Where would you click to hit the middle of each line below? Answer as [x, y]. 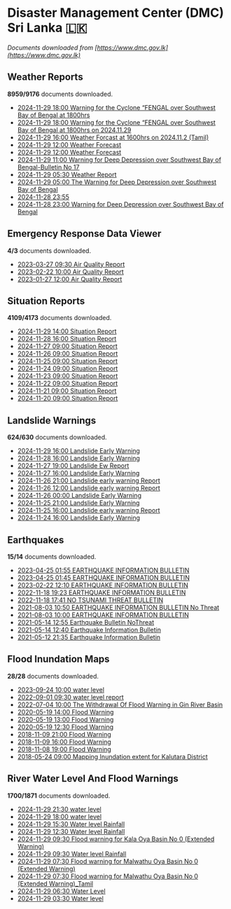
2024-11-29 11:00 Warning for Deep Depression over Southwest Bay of [119, 160]
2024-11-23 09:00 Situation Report [68, 376]
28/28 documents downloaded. [53, 676]
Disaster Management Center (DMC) [115, 13]
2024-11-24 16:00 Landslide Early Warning [79, 518]
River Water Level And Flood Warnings [93, 779]
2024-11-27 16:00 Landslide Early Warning [78, 473]
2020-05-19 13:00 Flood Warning [65, 719]
